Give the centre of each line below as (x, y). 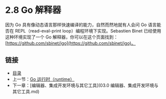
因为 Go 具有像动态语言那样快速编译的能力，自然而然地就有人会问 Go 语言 (81, 25)
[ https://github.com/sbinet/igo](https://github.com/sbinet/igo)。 (70, 43)
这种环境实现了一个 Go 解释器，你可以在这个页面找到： (62, 37)
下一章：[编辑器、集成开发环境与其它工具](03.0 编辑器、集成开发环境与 (85, 85)
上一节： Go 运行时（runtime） (43, 79)
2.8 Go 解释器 (33, 10)
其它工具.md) (26, 91)
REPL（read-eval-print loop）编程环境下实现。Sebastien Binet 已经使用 (88, 31)
